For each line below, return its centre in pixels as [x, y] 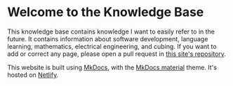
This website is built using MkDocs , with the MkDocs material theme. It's [112, 67]
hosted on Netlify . [33, 75]
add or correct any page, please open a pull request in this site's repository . [117, 54]
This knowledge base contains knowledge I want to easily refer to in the [111, 31]
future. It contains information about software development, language [108, 38]
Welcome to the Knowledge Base [106, 12]
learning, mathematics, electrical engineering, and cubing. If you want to [112, 46]
